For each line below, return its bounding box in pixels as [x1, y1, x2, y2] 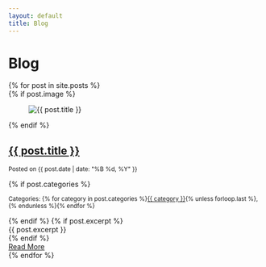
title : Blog [8, 19, 48, 27]
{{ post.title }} [8, 144, 81, 157]
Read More [8, 242, 45, 252]
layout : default [8, 11, 63, 20]
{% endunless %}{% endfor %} [8, 202, 95, 211]
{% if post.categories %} [8, 179, 91, 190]
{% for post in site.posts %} [8, 81, 101, 90]
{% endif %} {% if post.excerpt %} [8, 216, 123, 226]
